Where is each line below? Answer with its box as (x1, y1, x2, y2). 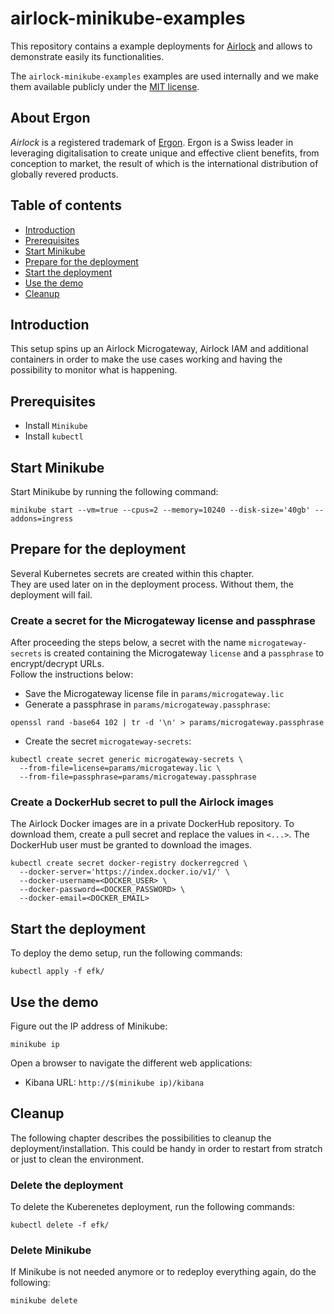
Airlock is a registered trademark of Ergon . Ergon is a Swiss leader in (10, 136, 294, 148)
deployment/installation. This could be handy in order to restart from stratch (10, 1142, 323, 1154)
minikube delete (10, 1296, 78, 1306)
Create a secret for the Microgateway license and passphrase (10, 613, 316, 627)
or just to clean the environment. (10, 1153, 145, 1165)
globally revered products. (10, 168, 119, 180)
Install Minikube (24, 420, 88, 432)
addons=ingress (10, 514, 74, 524)
